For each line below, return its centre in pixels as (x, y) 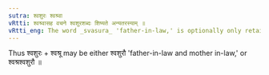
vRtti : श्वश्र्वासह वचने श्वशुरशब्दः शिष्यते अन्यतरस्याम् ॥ (77, 23)
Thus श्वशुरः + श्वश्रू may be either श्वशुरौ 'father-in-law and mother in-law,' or (128, 53)
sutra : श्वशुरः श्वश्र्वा (35, 16)
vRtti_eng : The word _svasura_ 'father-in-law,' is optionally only (125, 30)
